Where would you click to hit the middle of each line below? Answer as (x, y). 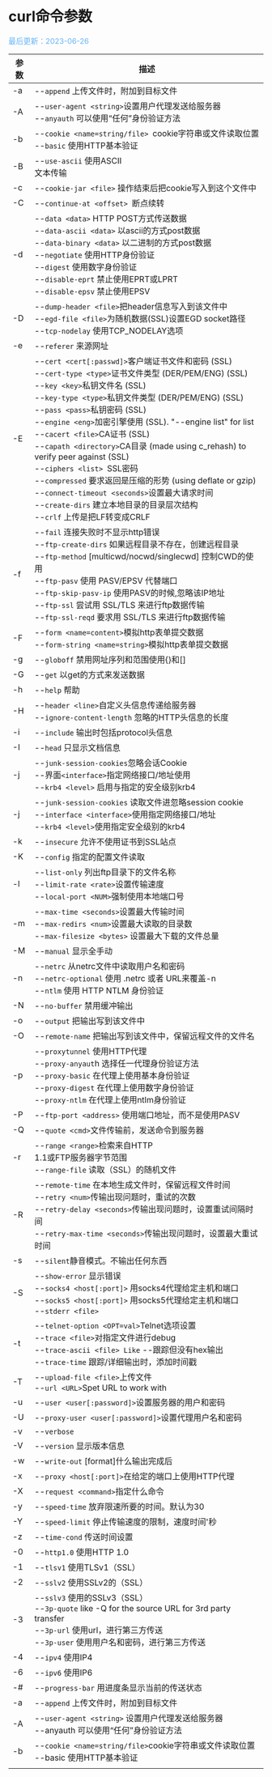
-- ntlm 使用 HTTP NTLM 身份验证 (99, 990)
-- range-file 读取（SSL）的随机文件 (105, 1169)
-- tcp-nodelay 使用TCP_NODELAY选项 (109, 330)
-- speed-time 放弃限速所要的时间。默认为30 (119, 1507)
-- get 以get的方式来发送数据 (90, 674)
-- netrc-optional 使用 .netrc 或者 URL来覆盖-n (125, 978)
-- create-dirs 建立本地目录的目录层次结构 (116, 504)
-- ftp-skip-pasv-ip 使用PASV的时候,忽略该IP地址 (130, 593)
